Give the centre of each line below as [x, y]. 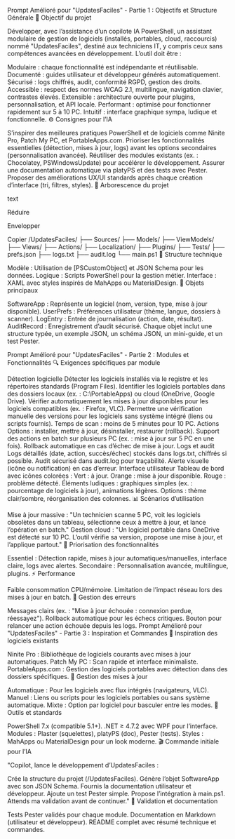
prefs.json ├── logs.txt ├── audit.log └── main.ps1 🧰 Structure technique [115, 254]
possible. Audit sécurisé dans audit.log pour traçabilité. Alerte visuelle [108, 461]
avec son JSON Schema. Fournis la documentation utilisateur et [99, 786]
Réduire [19, 212]
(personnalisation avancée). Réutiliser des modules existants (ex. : [103, 155]
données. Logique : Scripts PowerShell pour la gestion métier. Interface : [112, 275]
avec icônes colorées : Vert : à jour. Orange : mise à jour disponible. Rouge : [117, 476]
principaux [23, 290]
